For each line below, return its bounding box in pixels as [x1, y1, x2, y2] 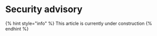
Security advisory [5, 4, 83, 15]
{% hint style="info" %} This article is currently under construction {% [5, 20, 152, 26]
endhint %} [5, 25, 29, 31]
